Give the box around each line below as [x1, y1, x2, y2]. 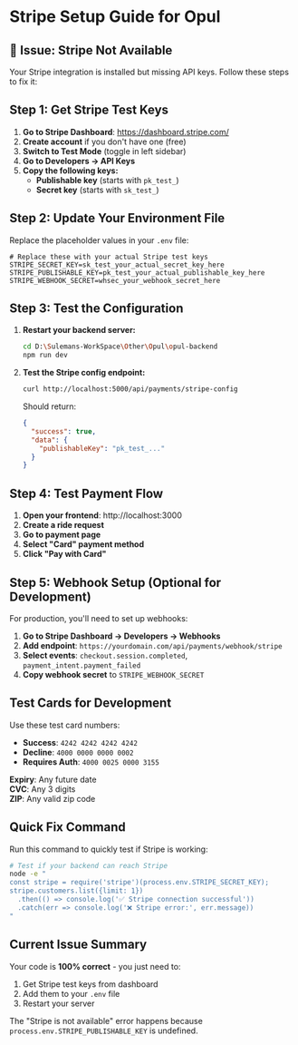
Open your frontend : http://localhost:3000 [22, 510, 183, 521]
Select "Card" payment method [22, 539, 145, 550]
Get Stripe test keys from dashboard [22, 978, 159, 990]
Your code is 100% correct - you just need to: [9, 961, 181, 972]
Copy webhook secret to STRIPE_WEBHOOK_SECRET [22, 669, 205, 679]
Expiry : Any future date [9, 774, 97, 785]
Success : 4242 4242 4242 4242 [22, 737, 139, 747]
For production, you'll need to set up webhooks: [9, 612, 188, 623]
